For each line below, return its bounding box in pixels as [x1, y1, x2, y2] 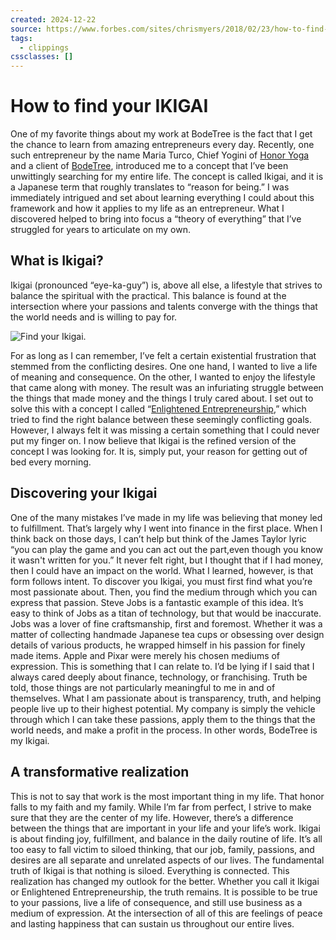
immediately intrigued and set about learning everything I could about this [10, 192, 315, 204]
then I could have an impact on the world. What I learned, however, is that [10, 564, 314, 576]
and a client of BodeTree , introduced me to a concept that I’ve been [10, 160, 289, 172]
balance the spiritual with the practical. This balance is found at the [10, 289, 287, 301]
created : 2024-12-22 [10, 14, 97, 25]
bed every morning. [10, 456, 92, 468]
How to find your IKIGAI [10, 95, 209, 118]
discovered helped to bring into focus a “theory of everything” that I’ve [10, 213, 302, 225]
